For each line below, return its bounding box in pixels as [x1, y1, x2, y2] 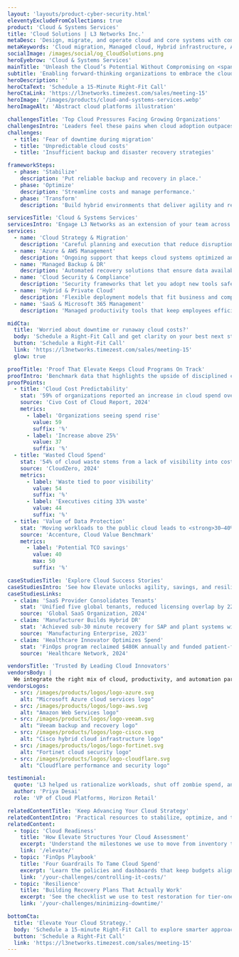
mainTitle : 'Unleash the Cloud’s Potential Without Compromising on [7, 63, 215, 70]
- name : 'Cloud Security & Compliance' [14, 274, 132, 281]
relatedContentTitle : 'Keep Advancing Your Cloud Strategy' [7, 807, 190, 815]
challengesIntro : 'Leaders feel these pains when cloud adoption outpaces [7, 122, 234, 129]
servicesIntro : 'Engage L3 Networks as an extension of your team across [7, 221, 231, 228]
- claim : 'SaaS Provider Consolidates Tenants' [14, 597, 158, 604]
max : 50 [33, 558, 55, 565]
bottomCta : [7, 913, 40, 920]
